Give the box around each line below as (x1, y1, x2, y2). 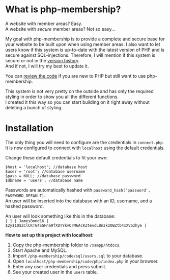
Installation (5, 123, 54, 134)
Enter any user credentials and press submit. (12, 263, 107, 269)
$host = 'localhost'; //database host (5, 165, 88, 170)
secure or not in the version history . (5, 57, 80, 63)
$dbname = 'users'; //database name (5, 178, 83, 183)
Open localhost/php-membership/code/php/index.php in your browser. (12, 258, 159, 264)
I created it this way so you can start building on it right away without (5, 99, 150, 105)
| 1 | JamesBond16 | (5, 218, 49, 223)
